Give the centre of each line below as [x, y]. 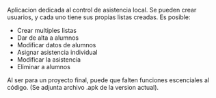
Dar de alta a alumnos [48, 38]
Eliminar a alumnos [43, 67]
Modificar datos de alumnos [56, 45]
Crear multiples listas [47, 30]
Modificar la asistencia [49, 60]
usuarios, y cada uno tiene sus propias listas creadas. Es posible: [99, 17]
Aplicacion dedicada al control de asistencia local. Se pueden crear [102, 10]
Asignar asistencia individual [57, 52]
